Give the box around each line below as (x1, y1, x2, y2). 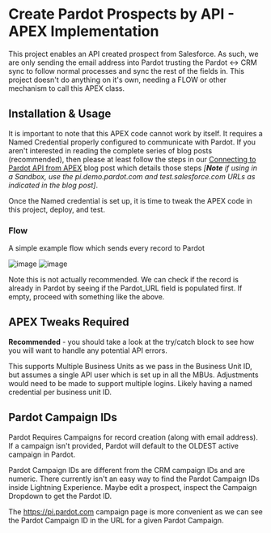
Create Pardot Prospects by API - (8, 5, 235, 24)
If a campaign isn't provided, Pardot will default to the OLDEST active (8, 441, 239, 450)
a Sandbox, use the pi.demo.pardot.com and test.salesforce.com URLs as (8, 171, 256, 181)
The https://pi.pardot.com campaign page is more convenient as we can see (8, 506, 263, 516)
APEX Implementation (8, 22, 159, 41)
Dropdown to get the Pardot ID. (8, 491, 112, 501)
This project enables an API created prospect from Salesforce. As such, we (8, 49, 259, 58)
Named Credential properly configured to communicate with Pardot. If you (8, 137, 256, 147)
